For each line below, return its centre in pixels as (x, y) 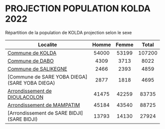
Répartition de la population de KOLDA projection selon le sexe (69, 32)
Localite (48, 45)
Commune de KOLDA (32, 53)
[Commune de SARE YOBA (39, 77)
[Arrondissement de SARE (38, 113)
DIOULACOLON (26, 97)
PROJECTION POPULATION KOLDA (78, 9)
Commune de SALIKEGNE (37, 69)
